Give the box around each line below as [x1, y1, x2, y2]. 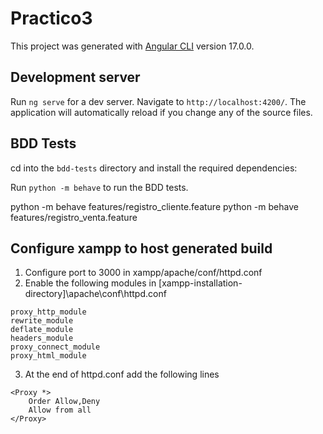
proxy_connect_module [10, 342, 101, 352]
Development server [10, 69, 141, 86]
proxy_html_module [10, 351, 87, 361]
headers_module [10, 333, 74, 344]
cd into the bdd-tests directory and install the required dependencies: [10, 162, 298, 174]
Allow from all [28, 405, 92, 416]
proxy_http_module [10, 307, 87, 317]
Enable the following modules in [24, 277, 157, 289]
